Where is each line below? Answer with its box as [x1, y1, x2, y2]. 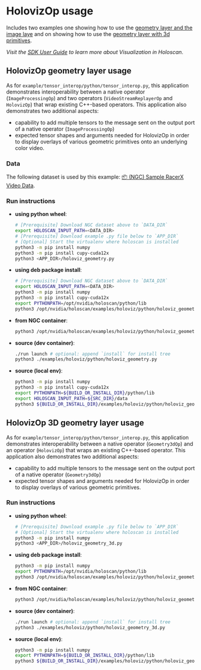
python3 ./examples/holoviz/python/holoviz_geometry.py [14, 356, 157, 362]
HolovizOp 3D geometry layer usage [6, 418, 145, 428]
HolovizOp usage [6, 4, 94, 18]
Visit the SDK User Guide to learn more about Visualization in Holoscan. [6, 48, 184, 55]
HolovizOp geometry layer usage [6, 66, 132, 76]
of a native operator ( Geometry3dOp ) [14, 471, 102, 478]
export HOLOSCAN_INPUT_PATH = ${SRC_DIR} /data [14, 395, 128, 401]
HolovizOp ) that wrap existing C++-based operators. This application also [6, 101, 187, 108]
